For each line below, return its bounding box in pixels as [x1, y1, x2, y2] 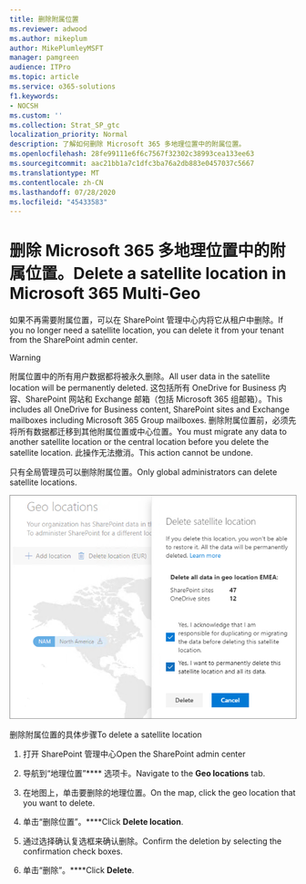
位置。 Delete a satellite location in [25, 263, 287, 284]
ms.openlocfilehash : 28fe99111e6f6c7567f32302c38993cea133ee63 [9, 149, 255, 159]
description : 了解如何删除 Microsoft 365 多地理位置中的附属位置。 [9, 139, 246, 149]
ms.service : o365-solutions [9, 82, 117, 91]
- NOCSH [9, 101, 39, 110]
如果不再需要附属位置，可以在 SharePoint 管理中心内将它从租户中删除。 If [9, 314, 284, 325]
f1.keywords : [9, 91, 59, 100]
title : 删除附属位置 [9, 15, 79, 24]
